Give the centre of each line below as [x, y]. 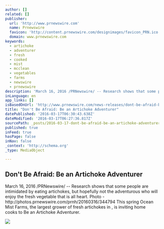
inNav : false [18, 141]
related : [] [17, 14]
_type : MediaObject [25, 150]
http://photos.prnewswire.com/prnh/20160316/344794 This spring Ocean [79, 202]
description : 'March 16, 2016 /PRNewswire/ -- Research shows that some [81, 91]
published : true [21, 127]
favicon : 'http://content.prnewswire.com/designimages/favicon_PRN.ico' [85, 32]
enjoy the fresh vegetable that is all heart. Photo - [55, 196]
